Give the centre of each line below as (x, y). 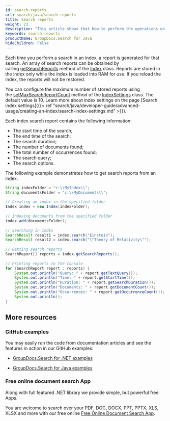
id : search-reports (26, 10)
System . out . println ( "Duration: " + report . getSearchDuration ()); (85, 283)
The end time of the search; (42, 136)
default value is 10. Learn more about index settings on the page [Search (81, 100)
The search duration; (35, 141)
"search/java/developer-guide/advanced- (96, 106)
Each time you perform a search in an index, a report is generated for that (82, 58)
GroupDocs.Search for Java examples (52, 368)
